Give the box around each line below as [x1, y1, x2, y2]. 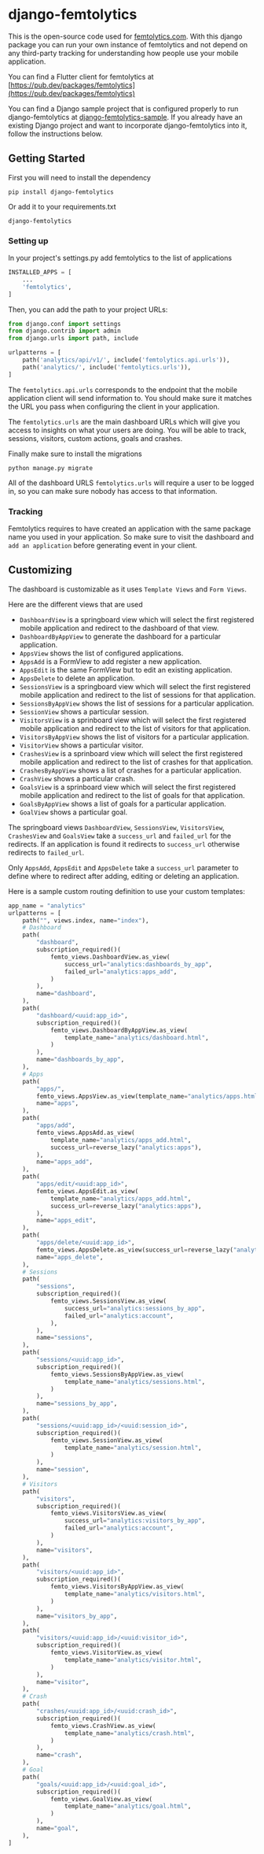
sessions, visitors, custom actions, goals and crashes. [8, 433, 183, 443]
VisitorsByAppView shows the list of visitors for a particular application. [19, 732, 250, 741]
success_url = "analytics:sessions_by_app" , [64, 1304, 206, 1312]
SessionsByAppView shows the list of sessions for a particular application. [19, 699, 255, 708]
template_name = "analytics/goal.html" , [64, 1802, 192, 1811]
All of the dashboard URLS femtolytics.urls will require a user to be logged [8, 478, 255, 488]
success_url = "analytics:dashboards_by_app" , [64, 960, 213, 968]
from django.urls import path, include [8, 335, 139, 343]
